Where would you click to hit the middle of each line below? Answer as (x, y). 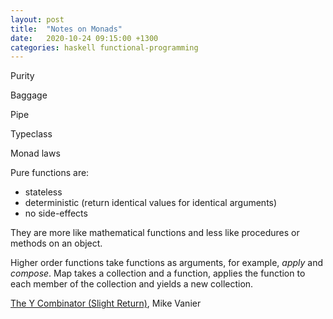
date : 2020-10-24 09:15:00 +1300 (84, 38)
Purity (22, 76)
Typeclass (31, 134)
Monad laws (35, 153)
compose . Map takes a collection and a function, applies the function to (158, 273)
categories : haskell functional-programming (104, 47)
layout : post (37, 19)
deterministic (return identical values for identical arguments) (151, 203)
